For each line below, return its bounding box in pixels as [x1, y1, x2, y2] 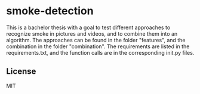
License [6, 67, 36, 77]
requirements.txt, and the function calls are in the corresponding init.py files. [6, 49, 195, 56]
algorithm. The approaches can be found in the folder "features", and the [6, 36, 186, 43]
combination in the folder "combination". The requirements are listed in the [6, 43, 190, 50]
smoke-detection [6, 4, 94, 18]
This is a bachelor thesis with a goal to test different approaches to [6, 24, 171, 31]
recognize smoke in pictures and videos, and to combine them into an [6, 30, 178, 37]
